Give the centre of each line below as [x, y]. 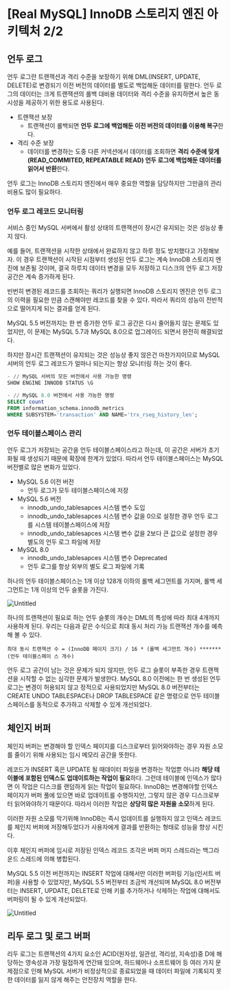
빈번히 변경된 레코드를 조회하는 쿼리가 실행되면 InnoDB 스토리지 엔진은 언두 [108, 291]
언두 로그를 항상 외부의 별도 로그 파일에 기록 [86, 566]
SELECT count [26, 402]
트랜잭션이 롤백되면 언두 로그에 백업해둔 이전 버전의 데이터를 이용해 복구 [123, 126]
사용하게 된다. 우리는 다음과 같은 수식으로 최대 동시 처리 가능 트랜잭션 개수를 [109, 626]
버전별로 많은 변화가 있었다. [44, 467]
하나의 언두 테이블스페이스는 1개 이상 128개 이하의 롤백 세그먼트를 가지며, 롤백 [111, 581]
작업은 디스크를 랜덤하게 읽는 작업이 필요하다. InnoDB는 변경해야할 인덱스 [120, 786]
